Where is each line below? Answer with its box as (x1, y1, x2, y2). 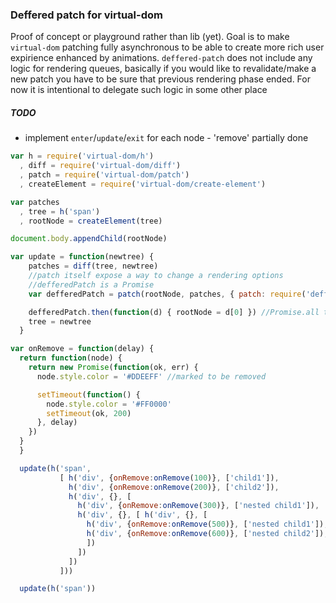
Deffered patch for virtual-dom (10, 8, 163, 22)
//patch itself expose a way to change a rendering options (28, 271, 284, 281)
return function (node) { (19, 353, 123, 363)
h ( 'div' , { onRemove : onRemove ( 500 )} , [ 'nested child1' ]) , (86, 519, 329, 530)
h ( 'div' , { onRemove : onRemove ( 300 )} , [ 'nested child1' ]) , (77, 501, 320, 511)
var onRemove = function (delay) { (10, 344, 155, 354)
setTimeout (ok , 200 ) (46, 408, 132, 418)
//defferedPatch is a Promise (28, 279, 155, 290)
